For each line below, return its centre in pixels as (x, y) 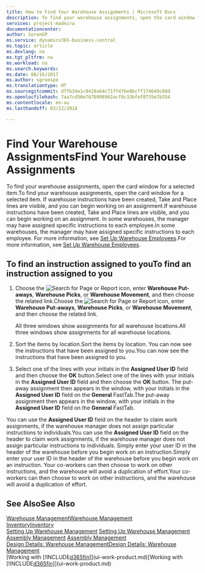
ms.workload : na (27, 63)
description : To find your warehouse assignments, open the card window (101, 18)
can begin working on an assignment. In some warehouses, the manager (98, 219)
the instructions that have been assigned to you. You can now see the (102, 351)
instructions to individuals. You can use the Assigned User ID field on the (98, 433)
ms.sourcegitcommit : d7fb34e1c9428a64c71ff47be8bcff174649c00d (88, 91)
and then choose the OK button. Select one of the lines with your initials (105, 375)
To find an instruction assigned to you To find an (99, 264)
